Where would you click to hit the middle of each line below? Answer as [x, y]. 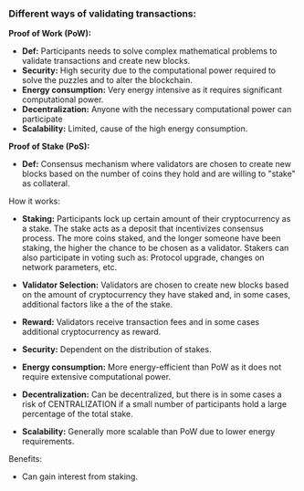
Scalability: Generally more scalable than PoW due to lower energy [148, 432]
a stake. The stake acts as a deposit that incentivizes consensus [142, 229]
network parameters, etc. [69, 267]
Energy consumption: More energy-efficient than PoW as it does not [152, 367]
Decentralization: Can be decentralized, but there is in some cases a [152, 394]
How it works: [35, 201]
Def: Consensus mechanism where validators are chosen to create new [156, 164]
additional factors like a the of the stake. [97, 305]
